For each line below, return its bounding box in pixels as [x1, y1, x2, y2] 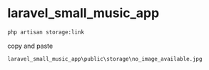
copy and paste [7, 41, 53, 50]
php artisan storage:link [7, 29, 84, 36]
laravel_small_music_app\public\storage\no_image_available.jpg [7, 55, 203, 62]
